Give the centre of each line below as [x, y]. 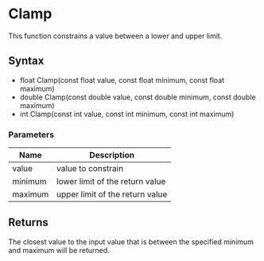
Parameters [31, 134]
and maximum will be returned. [59, 250]
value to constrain [90, 169]
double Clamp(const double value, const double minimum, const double [138, 97]
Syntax [26, 61]
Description [112, 155]
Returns [29, 222]
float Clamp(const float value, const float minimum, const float [122, 80]
